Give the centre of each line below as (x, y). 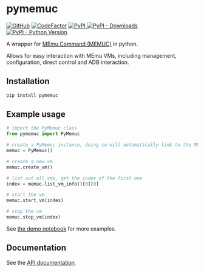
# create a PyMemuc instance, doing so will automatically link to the (99, 145)
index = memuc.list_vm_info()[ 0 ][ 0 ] (53, 184)
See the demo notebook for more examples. (61, 228)
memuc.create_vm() (29, 167)
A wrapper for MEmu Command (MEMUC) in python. (72, 44)
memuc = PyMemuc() (29, 151)
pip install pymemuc (32, 95)
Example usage (36, 114)
